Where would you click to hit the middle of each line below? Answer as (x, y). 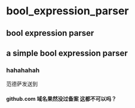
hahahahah (23, 70)
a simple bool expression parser (67, 53)
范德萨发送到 (22, 84)
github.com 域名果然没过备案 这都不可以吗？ (61, 98)
